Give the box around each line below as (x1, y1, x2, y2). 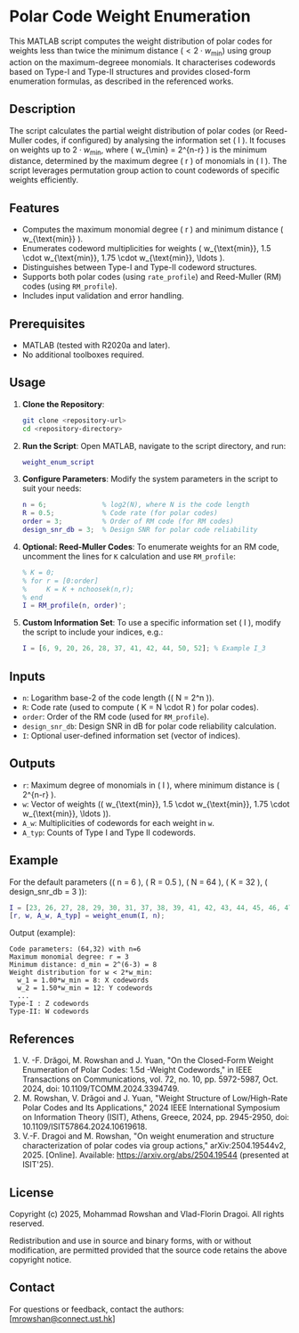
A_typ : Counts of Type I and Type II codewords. (21, 827, 196, 838)
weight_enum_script (21, 457, 95, 467)
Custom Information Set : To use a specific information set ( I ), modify (21, 617, 282, 628)
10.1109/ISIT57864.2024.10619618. (21, 1121, 148, 1133)
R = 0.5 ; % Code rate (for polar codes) (21, 509, 218, 518)
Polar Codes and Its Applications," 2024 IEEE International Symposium (21, 1102, 280, 1113)
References (9, 1031, 75, 1046)
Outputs (9, 756, 56, 772)
